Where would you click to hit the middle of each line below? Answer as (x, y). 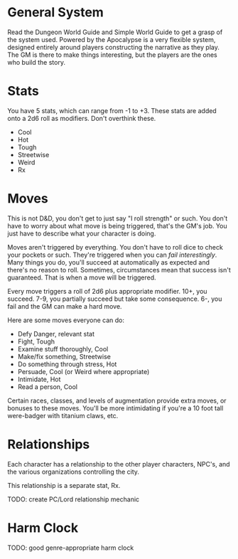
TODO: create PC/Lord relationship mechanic (74, 499)
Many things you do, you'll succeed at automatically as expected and (108, 262)
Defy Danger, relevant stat (56, 334)
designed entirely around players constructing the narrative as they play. (114, 47)
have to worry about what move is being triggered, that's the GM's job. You (117, 225)
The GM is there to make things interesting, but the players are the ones (113, 55)
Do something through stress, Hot (67, 364)
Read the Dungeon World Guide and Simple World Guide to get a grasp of (115, 32)
